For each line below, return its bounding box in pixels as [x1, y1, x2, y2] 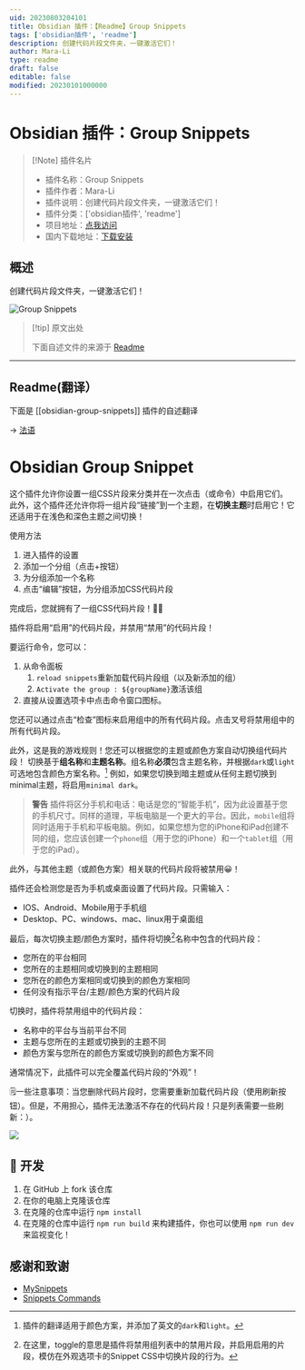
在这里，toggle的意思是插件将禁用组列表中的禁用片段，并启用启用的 [22, 1339, 278, 1350]
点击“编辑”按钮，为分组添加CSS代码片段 [22, 583, 174, 595]
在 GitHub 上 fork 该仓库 [22, 1184, 113, 1195]
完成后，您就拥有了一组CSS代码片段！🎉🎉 [9, 603, 163, 614]
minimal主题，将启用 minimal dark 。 [9, 779, 143, 790]
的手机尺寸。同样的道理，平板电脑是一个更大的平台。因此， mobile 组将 [31, 809, 295, 820]
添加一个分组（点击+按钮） [22, 561, 124, 572]
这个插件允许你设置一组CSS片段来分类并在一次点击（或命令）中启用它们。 [9, 488, 289, 500]
